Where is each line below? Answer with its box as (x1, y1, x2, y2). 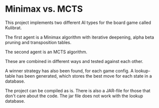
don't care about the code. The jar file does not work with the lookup (5, 93, 143, 99)
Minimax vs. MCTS (5, 3, 83, 15)
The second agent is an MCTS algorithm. (5, 49, 88, 55)
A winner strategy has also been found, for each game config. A (5, 67, 134, 74)
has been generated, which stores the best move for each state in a (16, 73, 152, 79)
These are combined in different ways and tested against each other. (5, 58, 143, 64)
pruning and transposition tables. (5, 39, 72, 45)
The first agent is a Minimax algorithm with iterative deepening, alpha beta (5, 34, 155, 40)
